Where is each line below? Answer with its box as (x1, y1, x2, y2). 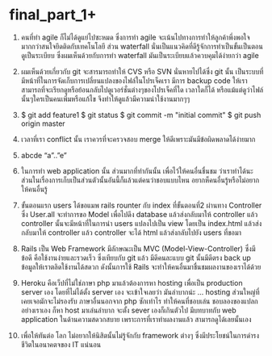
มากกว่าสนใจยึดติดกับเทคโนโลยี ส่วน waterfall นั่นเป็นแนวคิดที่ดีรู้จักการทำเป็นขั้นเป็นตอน (20, 41, 263, 51)
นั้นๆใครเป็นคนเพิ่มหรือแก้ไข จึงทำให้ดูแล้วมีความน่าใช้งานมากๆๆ (20, 94, 190, 103)
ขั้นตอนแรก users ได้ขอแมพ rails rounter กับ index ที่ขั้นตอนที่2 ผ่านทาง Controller (20, 200, 262, 210)
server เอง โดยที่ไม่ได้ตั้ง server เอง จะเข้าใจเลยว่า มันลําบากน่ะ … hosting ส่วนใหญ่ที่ (20, 287, 260, 296)
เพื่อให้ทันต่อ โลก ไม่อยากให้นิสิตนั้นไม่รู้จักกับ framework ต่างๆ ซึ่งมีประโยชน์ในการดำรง (20, 330, 260, 340)
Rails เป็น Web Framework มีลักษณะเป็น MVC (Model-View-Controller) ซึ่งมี (20, 244, 257, 253)
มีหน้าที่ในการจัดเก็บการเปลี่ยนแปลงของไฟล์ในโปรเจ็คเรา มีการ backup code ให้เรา (20, 75, 249, 86)
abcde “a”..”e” (20, 150, 67, 160)
